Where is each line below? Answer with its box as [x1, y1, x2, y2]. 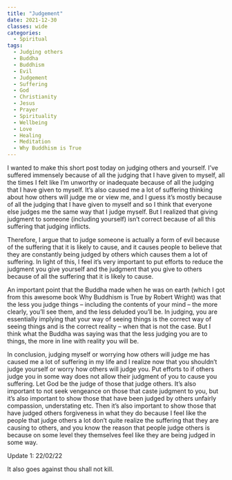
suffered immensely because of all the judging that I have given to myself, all [7, 171, 225, 179]
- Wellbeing [13, 119, 48, 126]
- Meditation [13, 139, 51, 146]
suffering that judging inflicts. [7, 222, 91, 230]
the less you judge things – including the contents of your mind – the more [7, 301, 218, 308]
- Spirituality [13, 112, 57, 119]
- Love [13, 126, 32, 132]
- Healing [13, 132, 41, 139]
